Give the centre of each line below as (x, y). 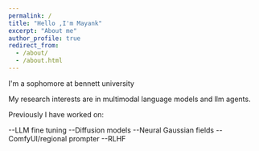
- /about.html (39, 61)
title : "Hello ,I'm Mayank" (55, 23)
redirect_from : (34, 46)
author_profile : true (45, 38)
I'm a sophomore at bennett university (72, 83)
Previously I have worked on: (56, 114)
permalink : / (30, 16)
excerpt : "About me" (43, 31)
